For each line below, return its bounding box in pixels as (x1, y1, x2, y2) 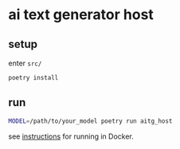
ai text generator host (8, 6, 154, 24)
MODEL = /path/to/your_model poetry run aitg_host (8, 117, 173, 125)
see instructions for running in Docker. (8, 131, 134, 141)
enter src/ (8, 58, 42, 68)
